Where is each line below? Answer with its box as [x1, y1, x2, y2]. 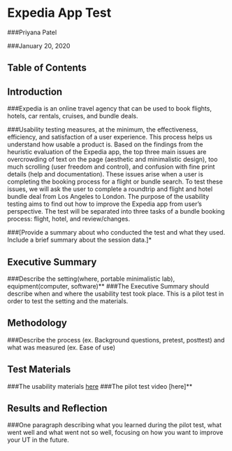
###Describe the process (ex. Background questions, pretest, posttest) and [7, 335, 225, 344]
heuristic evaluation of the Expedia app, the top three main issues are [7, 148, 207, 156]
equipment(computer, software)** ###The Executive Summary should [7, 282, 210, 290]
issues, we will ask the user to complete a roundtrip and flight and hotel [7, 185, 213, 193]
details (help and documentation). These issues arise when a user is [7, 170, 204, 179]
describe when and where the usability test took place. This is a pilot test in [7, 289, 224, 298]
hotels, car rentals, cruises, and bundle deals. [7, 112, 138, 120]
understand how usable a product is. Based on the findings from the [7, 140, 204, 148]
